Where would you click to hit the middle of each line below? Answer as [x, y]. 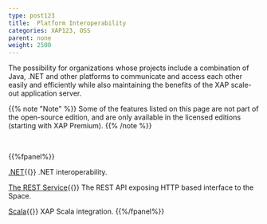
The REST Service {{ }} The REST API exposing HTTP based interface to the [131, 187]
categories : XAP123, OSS [49, 30]
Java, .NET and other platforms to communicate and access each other [126, 77]
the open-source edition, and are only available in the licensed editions [125, 117]
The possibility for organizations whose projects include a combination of [129, 68]
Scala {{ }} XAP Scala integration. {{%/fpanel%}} [86, 211]
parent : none [30, 38]
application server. [51, 93]
